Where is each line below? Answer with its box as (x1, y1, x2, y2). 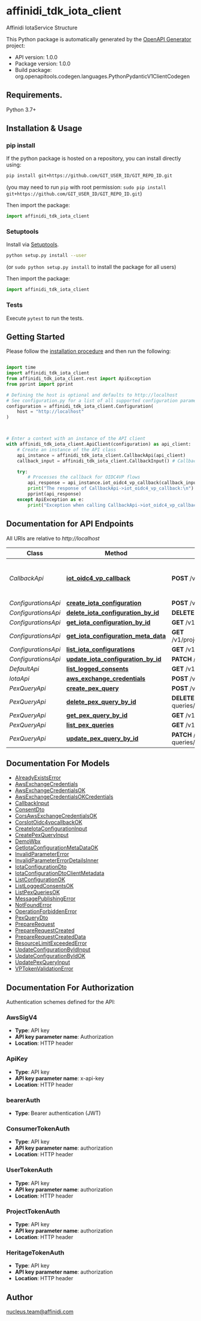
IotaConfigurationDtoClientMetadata (14, 870, 105, 877)
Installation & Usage (6, 123, 83, 134)
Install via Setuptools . (6, 241, 59, 248)
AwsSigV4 (6, 1014, 38, 1022)
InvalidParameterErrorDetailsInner (14, 857, 99, 864)
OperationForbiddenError (14, 908, 77, 915)
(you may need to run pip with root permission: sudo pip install (6, 184, 166, 191)
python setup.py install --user (6, 253, 87, 259)
